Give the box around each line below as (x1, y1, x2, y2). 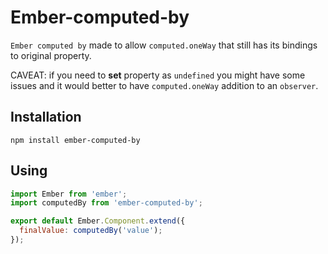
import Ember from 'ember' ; (10, 189, 128, 199)
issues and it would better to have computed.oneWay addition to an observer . (10, 79, 319, 91)
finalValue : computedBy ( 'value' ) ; (19, 226, 163, 236)
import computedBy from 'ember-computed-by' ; (10, 198, 203, 208)
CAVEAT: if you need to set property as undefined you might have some (10, 69, 306, 81)
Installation (10, 109, 82, 126)
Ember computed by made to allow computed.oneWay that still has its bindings (10, 39, 318, 51)
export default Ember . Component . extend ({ (10, 216, 186, 226)
